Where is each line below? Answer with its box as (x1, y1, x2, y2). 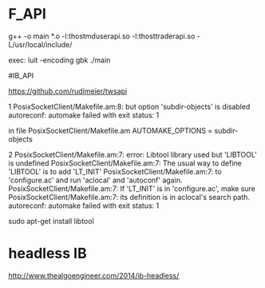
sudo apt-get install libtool (8, 216, 94, 226)
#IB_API (8, 70, 34, 80)
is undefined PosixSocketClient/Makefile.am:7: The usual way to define (8, 158, 242, 168)
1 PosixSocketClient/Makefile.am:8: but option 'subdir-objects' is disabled (8, 102, 251, 111)
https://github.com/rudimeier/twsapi (8, 86, 128, 96)
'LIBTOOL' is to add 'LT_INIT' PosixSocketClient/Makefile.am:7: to (8, 166, 222, 176)
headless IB (8, 245, 87, 262)
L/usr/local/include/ (8, 39, 73, 49)
